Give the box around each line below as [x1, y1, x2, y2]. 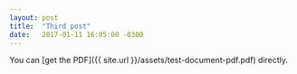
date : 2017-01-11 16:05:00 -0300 [9, 30, 144, 39]
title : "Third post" [9, 22, 91, 31]
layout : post [9, 13, 59, 23]
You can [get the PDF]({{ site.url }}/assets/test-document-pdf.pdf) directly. [9, 55, 288, 66]
